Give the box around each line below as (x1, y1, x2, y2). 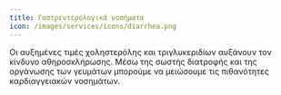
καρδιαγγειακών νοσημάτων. (9, 75, 121, 86)
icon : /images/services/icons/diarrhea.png (9, 22, 177, 31)
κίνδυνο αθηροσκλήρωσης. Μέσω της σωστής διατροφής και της (9, 56, 257, 67)
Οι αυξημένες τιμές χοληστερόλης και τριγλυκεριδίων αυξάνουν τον (9, 46, 272, 57)
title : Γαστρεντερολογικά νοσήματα (9, 13, 145, 23)
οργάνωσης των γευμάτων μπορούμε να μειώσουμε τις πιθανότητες (9, 65, 270, 77)
